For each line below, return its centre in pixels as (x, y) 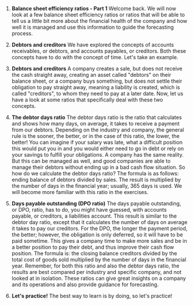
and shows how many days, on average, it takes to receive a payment (95, 123)
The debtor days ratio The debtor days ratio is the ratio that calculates (97, 117)
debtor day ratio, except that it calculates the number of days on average (99, 222)
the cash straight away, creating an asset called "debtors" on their (91, 75)
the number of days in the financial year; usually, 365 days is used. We (97, 186)
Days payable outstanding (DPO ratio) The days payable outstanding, (96, 204)
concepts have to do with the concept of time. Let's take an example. (95, 57)
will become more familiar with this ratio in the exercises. (80, 192)
